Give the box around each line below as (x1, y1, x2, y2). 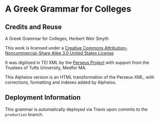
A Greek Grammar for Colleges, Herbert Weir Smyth (5, 35, 109, 41)
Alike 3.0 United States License (51, 50, 114, 56)
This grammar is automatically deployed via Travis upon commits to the (5, 106, 148, 112)
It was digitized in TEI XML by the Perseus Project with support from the (5, 60, 149, 65)
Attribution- (104, 45, 128, 51)
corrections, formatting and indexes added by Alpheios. (5, 79, 117, 85)
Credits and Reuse (5, 23, 62, 31)
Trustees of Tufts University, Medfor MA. (5, 65, 87, 70)
